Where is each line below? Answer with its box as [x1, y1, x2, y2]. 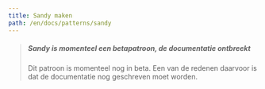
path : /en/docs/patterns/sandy [8, 19, 112, 27]
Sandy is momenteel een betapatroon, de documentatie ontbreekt [27, 44, 252, 53]
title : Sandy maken [8, 11, 73, 20]
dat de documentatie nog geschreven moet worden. [27, 72, 198, 82]
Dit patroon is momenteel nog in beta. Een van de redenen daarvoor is [27, 64, 258, 73]
